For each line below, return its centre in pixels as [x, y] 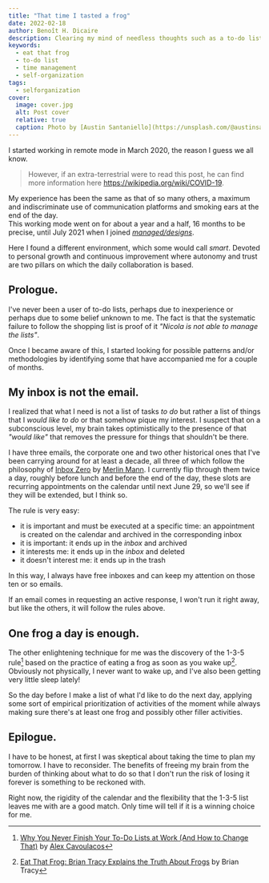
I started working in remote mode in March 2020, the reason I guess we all [131, 150]
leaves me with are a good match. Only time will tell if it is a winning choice [132, 806]
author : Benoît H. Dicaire [53, 30]
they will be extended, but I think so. [68, 495]
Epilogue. [33, 737]
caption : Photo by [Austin [60, 127]
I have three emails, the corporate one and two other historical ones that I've [134, 452]
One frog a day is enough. [74, 633]
